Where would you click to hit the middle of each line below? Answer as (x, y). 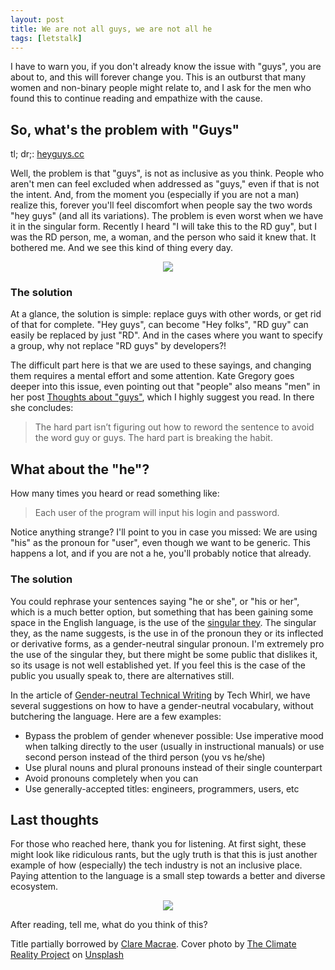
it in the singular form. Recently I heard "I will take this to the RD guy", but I (163, 227)
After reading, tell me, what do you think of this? (109, 925)
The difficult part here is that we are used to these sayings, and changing (161, 365)
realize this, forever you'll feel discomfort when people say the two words (161, 205)
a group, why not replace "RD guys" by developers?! (118, 346)
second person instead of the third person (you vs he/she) (145, 757)
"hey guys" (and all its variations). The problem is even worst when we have (167, 216)
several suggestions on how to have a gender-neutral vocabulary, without (162, 705)
